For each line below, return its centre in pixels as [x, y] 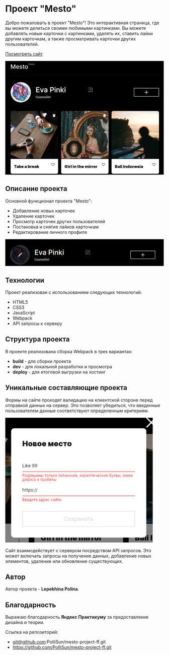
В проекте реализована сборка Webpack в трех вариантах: [69, 351]
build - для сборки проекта [42, 361]
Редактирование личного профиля [50, 232]
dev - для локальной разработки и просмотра [62, 366]
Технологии [25, 280]
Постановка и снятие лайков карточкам [56, 227]
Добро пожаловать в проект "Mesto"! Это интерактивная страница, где [82, 23]
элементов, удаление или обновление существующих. [64, 561]
